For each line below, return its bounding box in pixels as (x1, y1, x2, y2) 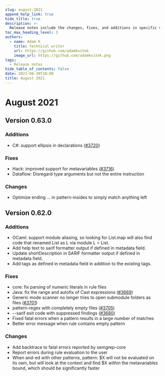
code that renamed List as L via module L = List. (12, 239, 110, 246)
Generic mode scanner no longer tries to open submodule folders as (12, 294, 151, 300)
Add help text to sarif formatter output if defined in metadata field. (12, 245, 146, 251)
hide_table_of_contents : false (5, 67, 69, 72)
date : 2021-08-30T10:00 (5, 71, 54, 76)
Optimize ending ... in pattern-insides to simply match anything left (12, 195, 147, 201)
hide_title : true (5, 16, 41, 21)
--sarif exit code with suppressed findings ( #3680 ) (12, 310, 115, 316)
